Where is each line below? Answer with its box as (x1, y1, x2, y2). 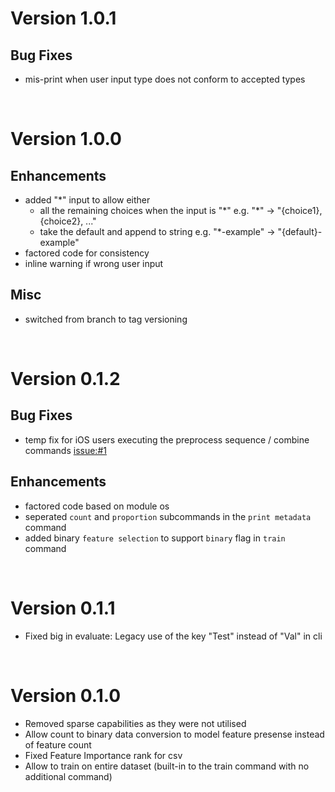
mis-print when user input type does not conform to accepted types (24, 73, 306, 85)
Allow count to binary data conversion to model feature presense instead (24, 728, 325, 740)
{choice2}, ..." (39, 215, 97, 227)
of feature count (24, 738, 92, 751)
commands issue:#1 (24, 444, 107, 456)
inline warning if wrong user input (24, 258, 164, 269)
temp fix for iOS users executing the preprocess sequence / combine (24, 433, 310, 446)
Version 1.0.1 (10, 7, 117, 30)
